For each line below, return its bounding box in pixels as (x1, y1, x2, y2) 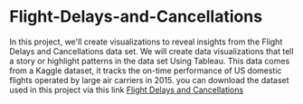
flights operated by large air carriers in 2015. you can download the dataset (9, 74, 289, 85)
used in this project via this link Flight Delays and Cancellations (9, 84, 244, 95)
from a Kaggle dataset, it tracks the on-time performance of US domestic (9, 65, 282, 76)
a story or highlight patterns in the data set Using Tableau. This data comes (9, 55, 290, 66)
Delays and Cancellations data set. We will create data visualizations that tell (9, 45, 294, 56)
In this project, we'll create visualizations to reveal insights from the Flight (9, 36, 283, 47)
